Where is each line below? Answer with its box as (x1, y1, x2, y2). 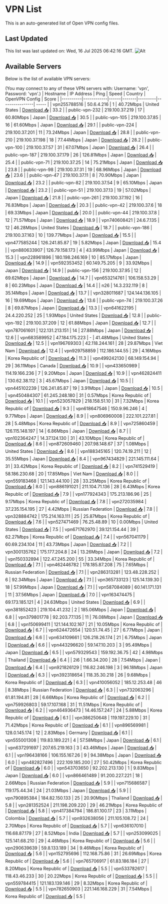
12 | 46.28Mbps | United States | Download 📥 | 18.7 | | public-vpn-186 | (5, 224, 152, 230)
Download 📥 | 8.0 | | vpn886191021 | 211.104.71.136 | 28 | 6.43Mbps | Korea (5, 483, 160, 489)
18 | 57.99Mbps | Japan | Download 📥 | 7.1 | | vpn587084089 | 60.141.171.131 (5, 584, 161, 590)
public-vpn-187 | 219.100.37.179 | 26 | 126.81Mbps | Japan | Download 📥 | (5, 151, 156, 158)
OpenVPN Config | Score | (5, 96, 59, 102)
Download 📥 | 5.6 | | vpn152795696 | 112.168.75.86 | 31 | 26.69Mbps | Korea (5, 851, 162, 857)
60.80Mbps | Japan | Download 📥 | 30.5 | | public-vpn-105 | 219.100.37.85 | (5, 114, 161, 120)
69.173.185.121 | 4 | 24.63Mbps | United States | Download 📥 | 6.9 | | (5, 599, 145, 605)
